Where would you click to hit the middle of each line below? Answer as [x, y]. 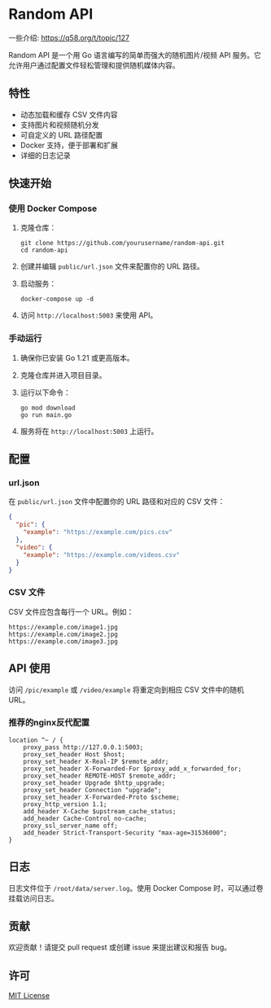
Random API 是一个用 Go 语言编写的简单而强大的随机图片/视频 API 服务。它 [135, 55]
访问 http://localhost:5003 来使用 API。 [89, 315]
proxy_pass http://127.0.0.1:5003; [83, 747]
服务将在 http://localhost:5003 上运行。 [89, 431]
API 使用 [30, 668]
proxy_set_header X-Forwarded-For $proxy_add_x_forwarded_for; [133, 769]
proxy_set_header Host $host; [74, 754]
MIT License [29, 996]
